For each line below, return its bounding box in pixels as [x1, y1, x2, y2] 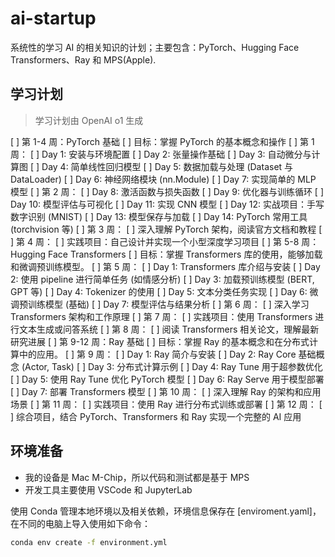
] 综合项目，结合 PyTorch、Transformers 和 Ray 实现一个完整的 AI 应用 [10, 410, 302, 422]
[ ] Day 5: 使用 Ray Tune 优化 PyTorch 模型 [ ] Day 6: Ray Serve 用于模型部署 [10, 373, 325, 385]
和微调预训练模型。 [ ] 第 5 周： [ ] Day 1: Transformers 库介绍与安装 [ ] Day [10, 260, 321, 272]
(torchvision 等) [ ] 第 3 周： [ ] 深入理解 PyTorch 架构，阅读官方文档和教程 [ [10, 223, 323, 235]
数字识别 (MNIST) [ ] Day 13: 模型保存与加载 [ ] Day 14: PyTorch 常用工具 [10, 210, 308, 222]
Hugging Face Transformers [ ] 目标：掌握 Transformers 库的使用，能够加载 [10, 248, 323, 260]
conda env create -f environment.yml [10, 537, 168, 547]
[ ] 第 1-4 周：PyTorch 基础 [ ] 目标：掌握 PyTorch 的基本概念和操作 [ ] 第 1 [10, 135, 315, 147]
